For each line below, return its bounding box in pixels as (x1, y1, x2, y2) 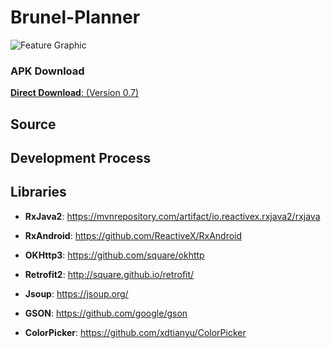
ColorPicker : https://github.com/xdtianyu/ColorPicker (24, 326, 247, 338)
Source (10, 116, 57, 133)
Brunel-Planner (10, 6, 141, 29)
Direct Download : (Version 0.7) (10, 87, 140, 99)
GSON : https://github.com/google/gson (24, 307, 188, 319)
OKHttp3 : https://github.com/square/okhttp (24, 249, 205, 261)
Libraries (10, 184, 67, 201)
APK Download (10, 64, 85, 78)
